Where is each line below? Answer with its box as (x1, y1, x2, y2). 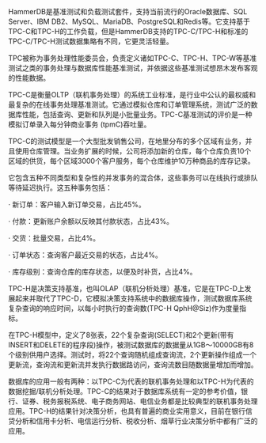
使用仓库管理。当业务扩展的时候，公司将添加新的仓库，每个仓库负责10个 (14, 146, 252, 156)
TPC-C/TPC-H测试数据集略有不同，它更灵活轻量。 (8, 36, 173, 46)
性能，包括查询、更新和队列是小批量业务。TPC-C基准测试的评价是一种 (21, 110, 253, 119)
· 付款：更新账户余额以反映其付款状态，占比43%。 (8, 217, 174, 225)
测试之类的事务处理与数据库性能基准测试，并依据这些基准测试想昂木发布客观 (8, 63, 258, 73)
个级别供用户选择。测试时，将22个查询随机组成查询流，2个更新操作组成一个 (8, 350, 257, 359)
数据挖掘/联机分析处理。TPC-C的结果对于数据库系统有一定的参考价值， (8, 387, 241, 396)
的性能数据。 (8, 74, 50, 82)
